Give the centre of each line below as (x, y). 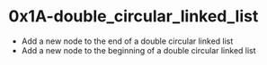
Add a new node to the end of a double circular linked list (127, 41)
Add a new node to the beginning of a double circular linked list (139, 50)
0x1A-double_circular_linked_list (133, 16)
